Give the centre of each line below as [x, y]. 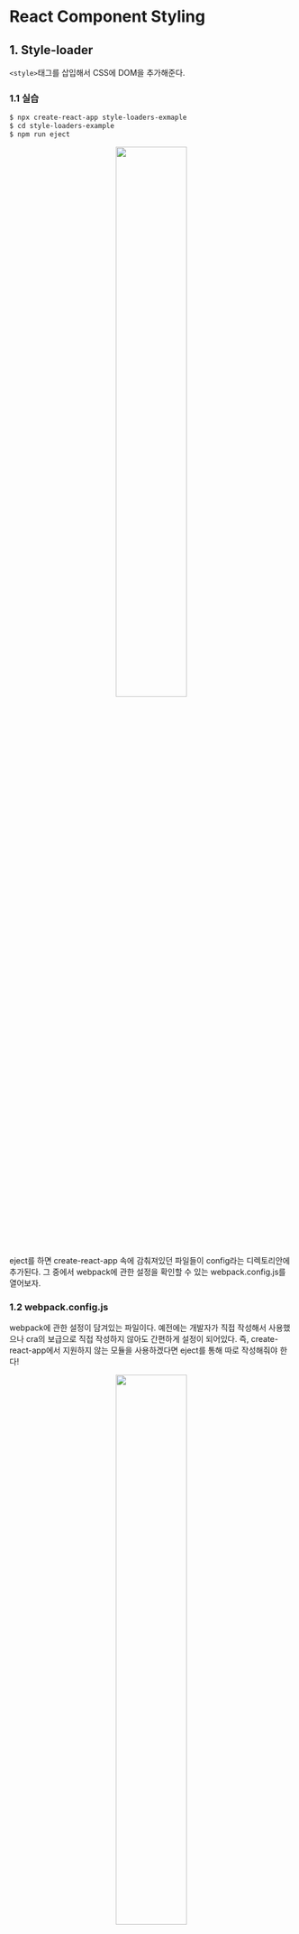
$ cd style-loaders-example [62, 126]
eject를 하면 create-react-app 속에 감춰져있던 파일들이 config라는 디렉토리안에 [150, 1260]
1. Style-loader [51, 50]
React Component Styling [107, 17]
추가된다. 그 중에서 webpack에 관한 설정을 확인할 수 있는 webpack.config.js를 [148, 1272]
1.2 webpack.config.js [59, 1307]
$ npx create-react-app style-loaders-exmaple [98, 118]
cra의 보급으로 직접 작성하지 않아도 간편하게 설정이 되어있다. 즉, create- [152, 1339]
